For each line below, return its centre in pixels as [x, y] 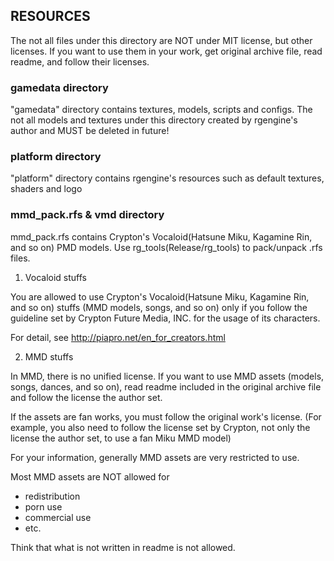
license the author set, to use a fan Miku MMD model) [121, 438]
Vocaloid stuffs [55, 277]
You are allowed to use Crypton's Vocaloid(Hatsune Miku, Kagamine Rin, [160, 296]
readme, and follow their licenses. [80, 61]
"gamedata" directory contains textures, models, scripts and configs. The [161, 110]
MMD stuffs [49, 356]
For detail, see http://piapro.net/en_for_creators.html [118, 337]
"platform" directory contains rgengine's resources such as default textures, [167, 178]
